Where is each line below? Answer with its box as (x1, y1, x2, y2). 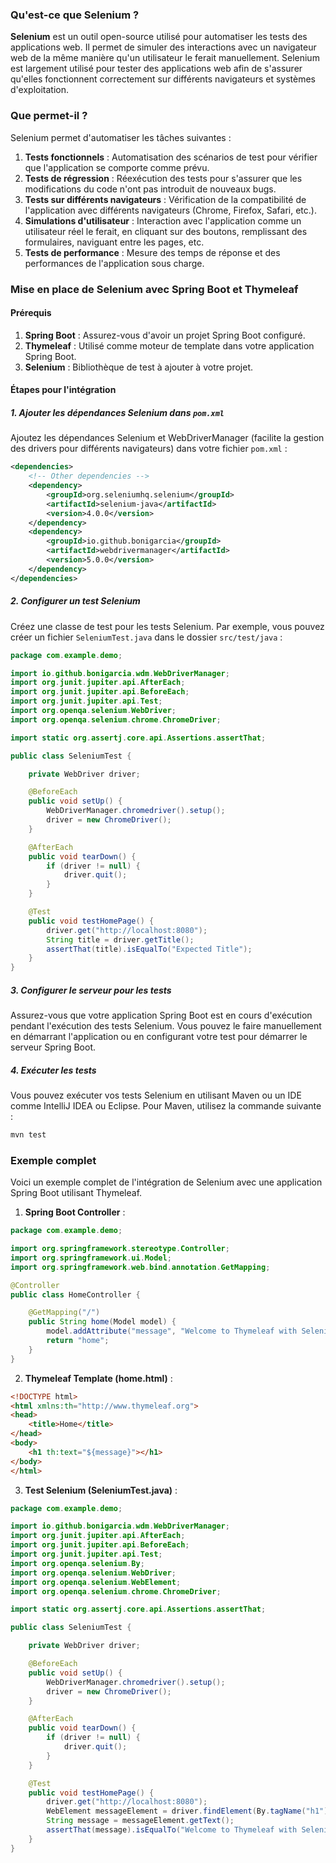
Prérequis (10, 307, 52, 319)
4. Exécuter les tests (10, 1064, 97, 1076)
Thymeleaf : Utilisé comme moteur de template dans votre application (24, 339, 315, 352)
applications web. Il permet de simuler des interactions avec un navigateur (10, 41, 317, 53)
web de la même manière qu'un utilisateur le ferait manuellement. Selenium (10, 52, 320, 64)
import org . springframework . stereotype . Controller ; (10, 1244, 230, 1254)
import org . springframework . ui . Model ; (10, 1253, 172, 1263)
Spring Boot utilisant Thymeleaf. (10, 1187, 143, 1199)
